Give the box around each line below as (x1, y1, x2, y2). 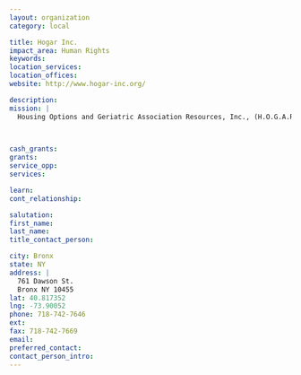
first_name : (9, 219, 54, 228)
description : (9, 95, 58, 104)
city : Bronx (9, 252, 54, 261)
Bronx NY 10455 (17, 284, 74, 294)
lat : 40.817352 (9, 293, 66, 302)
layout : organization (9, 13, 90, 22)
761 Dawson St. (17, 276, 74, 285)
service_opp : (9, 161, 58, 170)
